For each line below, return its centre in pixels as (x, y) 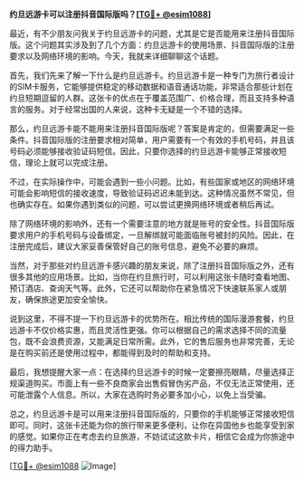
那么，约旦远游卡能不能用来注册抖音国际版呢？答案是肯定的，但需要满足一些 (152, 129)
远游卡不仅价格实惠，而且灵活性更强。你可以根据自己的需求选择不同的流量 (148, 330)
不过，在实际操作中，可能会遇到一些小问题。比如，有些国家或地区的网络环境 (152, 182)
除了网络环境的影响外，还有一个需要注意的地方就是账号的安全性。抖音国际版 (152, 224)
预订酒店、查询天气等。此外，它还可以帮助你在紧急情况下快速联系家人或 (144, 288)
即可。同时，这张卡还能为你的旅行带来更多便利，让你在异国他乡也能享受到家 (152, 425)
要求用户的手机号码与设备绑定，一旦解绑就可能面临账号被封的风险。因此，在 (152, 235)
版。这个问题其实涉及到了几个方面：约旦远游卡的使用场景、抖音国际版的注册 (152, 45)
